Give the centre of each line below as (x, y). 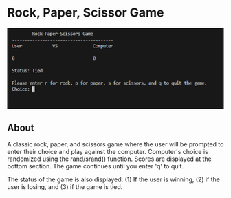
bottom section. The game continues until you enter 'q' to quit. (96, 166)
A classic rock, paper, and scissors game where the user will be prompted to (115, 144)
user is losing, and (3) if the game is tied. (65, 187)
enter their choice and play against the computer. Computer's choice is (108, 152)
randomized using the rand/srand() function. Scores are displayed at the (109, 159)
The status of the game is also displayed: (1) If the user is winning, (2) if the (114, 179)
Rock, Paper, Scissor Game (86, 13)
